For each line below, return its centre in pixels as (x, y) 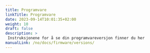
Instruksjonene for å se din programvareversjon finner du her (76, 38)
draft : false (19, 29)
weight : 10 (17, 24)
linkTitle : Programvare (31, 15)
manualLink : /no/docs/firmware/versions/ (50, 43)
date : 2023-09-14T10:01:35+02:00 (41, 19)
